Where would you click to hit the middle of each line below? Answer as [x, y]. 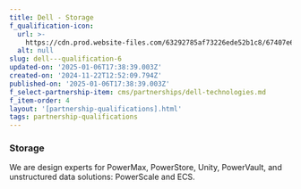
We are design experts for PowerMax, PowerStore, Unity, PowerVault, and [146, 168]
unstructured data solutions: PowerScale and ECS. [102, 177]
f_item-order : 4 [39, 100]
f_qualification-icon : [52, 26]
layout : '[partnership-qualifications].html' [95, 109]
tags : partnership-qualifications [74, 117]
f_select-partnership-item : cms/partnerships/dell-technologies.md [138, 92]
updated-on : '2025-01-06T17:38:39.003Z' [86, 68]
